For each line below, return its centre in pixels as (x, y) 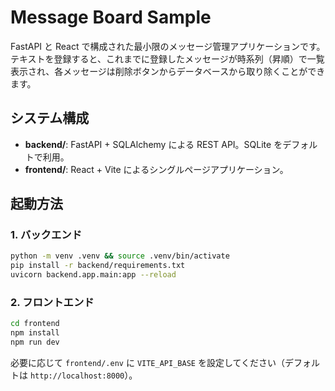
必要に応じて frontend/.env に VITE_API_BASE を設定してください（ (148, 362)
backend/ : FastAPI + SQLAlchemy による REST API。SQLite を (153, 144)
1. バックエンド (46, 235)
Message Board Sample (111, 17)
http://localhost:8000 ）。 (83, 375)
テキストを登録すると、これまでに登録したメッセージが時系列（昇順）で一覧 (167, 58)
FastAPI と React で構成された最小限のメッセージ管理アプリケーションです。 (168, 46)
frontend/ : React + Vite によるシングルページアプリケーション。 (156, 169)
